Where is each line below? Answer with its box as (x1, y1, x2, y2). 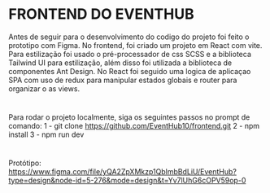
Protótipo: (8, 158, 42, 168)
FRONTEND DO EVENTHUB (8, 5, 194, 24)
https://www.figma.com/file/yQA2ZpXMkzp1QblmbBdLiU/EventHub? (8, 167, 237, 177)
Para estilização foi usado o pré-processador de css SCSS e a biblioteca (8, 49, 252, 59)
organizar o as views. (8, 83, 80, 94)
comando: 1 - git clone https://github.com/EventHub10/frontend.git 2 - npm (8, 121, 260, 131)
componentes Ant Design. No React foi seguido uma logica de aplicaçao (8, 66, 251, 76)
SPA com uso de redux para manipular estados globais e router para (8, 75, 237, 85)
